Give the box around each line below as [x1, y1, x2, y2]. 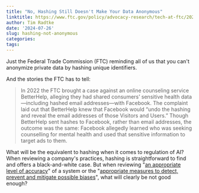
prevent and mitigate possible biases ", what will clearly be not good [6, 174, 171, 181]
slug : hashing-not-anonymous [6, 31, 78, 37]
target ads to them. [20, 137, 68, 144]
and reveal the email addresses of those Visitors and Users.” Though [20, 112, 188, 119]
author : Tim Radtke [6, 19, 54, 25]
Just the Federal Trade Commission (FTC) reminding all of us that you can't [6, 57, 190, 65]
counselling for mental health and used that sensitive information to [20, 130, 185, 138]
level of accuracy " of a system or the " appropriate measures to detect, [6, 167, 179, 174]
